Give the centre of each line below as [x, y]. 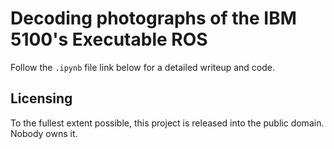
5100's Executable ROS [109, 39]
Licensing [41, 98]
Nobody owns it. [44, 133]
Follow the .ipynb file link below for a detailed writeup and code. [142, 67]
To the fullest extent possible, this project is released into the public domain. [167, 123]
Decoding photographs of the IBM [153, 18]
